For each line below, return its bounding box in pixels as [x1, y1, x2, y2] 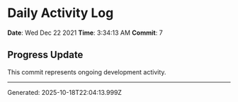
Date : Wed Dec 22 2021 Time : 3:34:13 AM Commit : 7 [7, 28, 163, 37]
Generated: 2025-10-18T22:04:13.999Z [7, 88, 123, 96]
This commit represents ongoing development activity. [7, 67, 166, 76]
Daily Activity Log [7, 5, 114, 21]
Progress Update [7, 49, 84, 61]
